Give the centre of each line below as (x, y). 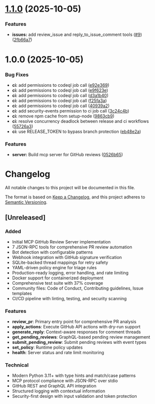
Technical (17, 365)
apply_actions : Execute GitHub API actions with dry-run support (76, 327)
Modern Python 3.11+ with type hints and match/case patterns (74, 376)
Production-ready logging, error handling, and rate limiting (70, 273)
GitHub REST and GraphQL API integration (54, 386)
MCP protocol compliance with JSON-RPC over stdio (65, 381)
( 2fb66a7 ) (22, 40)
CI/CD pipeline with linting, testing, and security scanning (69, 298)
